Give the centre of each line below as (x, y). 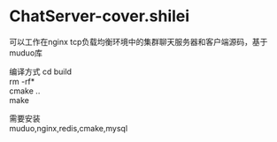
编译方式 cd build (41, 71)
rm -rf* (22, 81)
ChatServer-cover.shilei (100, 16)
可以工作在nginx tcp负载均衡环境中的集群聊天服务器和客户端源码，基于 (138, 41)
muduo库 (26, 52)
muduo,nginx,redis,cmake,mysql (69, 128)
